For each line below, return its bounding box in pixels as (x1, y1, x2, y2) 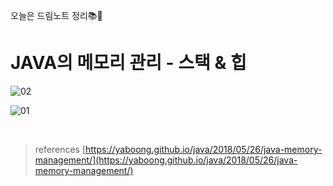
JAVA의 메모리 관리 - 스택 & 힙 (10, 52, 247, 74)
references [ (34, 143, 86, 155)
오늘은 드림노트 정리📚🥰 (10, 10, 103, 21)
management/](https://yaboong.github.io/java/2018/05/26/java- (34, 154, 298, 166)
